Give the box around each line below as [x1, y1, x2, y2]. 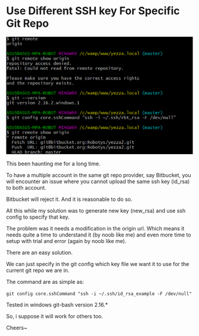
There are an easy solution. [6, 249, 73, 256]
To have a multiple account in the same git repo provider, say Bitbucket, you [6, 171, 191, 178]
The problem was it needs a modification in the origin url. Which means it [6, 225, 185, 232]
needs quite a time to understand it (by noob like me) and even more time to [6, 231, 191, 238]
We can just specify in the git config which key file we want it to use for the [6, 260, 190, 267]
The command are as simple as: [6, 278, 84, 285]
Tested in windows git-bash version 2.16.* [6, 301, 108, 308]
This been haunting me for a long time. [6, 160, 101, 167]
